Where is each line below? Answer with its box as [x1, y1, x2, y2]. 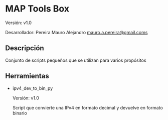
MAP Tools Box [5, 3, 69, 15]
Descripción [5, 44, 44, 53]
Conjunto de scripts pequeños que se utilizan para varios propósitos [5, 57, 146, 63]
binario [12, 110, 28, 116]
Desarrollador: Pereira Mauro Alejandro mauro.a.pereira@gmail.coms [5, 29, 148, 35]
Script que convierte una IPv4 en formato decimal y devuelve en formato [12, 104, 163, 110]
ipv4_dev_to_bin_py [12, 85, 53, 91]
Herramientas [5, 72, 49, 80]
